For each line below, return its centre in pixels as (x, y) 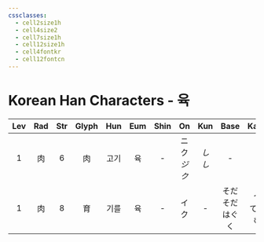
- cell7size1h (38, 37)
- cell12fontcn (40, 60)
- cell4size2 (37, 30)
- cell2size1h (38, 23)
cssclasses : (27, 15)
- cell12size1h (40, 45)
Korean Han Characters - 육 (99, 101)
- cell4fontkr (38, 52)
